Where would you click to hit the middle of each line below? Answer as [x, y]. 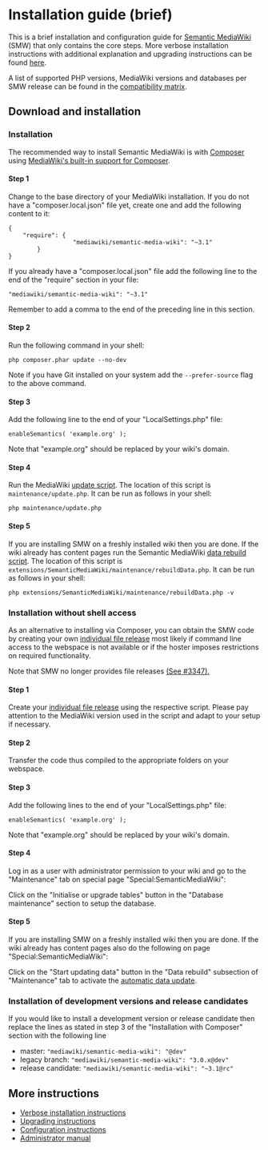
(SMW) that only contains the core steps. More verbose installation [119, 45]
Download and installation [75, 112]
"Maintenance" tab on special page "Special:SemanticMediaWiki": [117, 879]
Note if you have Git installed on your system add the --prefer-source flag [131, 375]
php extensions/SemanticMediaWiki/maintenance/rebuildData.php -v [121, 593]
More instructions [54, 1094]
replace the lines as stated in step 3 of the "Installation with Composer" [126, 1027]
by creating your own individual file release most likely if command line [125, 638]
